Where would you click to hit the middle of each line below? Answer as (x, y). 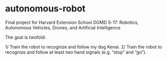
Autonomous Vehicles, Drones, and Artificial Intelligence (63, 27)
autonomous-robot (45, 9)
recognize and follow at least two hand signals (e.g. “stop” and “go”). (76, 52)
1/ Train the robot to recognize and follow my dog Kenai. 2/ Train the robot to (83, 47)
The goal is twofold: (25, 37)
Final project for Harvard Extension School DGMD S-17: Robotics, (72, 22)
